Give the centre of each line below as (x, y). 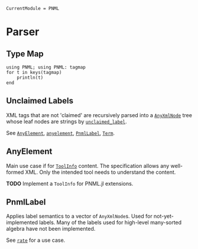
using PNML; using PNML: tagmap (46, 67)
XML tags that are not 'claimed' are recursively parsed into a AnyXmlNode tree (99, 115)
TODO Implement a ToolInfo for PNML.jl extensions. (70, 183)
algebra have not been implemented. (51, 229)
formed (15, 172)
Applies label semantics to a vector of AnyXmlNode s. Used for (79, 216)
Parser (23, 32)
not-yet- (164, 216)
